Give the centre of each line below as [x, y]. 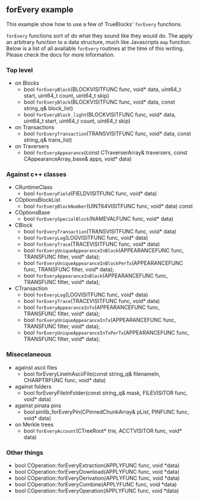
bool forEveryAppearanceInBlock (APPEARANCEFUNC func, [96, 276]
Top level [20, 70]
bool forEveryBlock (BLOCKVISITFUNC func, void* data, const [99, 102]
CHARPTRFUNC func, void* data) [64, 380]
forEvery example [40, 10]
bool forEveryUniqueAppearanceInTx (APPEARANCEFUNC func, [100, 320]
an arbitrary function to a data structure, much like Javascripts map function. [99, 42]
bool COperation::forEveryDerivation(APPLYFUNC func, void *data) [97, 478]
